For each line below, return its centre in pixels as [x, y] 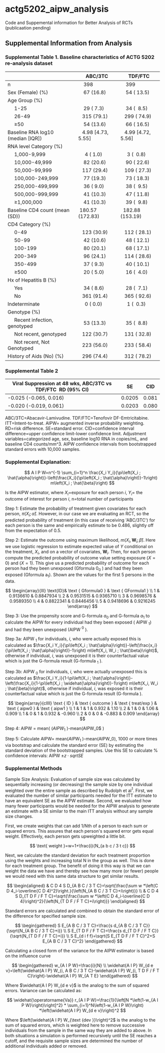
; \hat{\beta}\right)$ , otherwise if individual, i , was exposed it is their [74, 688]
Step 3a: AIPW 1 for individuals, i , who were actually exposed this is [73, 640]
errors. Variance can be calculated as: [43, 991]
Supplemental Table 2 [32, 370]
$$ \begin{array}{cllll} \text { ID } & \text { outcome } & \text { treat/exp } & [82, 703]
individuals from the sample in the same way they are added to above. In [79, 1030]
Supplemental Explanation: [38, 462]
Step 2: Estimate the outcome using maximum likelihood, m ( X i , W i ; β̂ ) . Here [80, 540]
